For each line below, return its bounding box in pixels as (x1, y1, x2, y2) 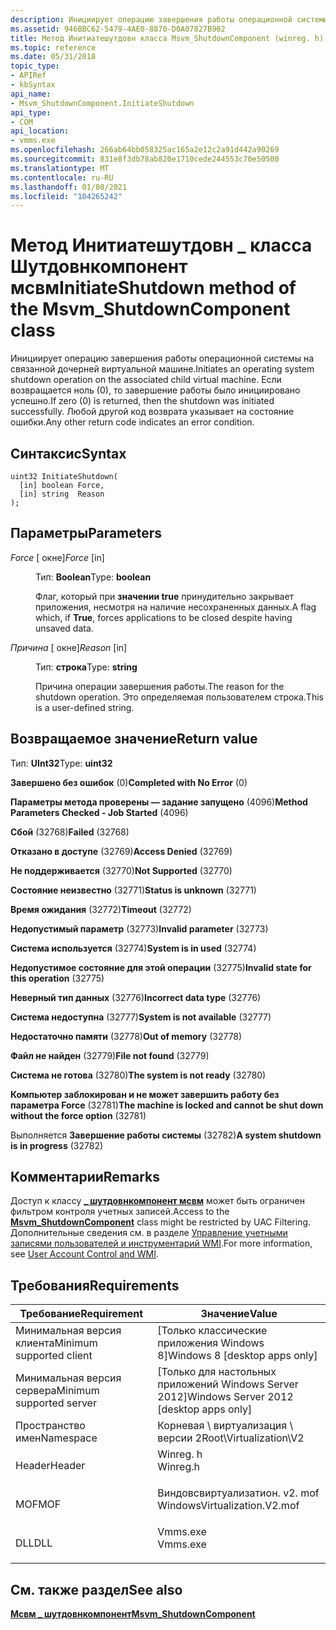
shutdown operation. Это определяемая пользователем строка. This (35, 691, 324, 703)
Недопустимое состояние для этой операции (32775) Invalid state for (10, 961, 312, 973)
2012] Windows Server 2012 (157, 1390, 294, 1404)
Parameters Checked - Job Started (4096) (10, 806, 189, 818)
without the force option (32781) (10, 1109, 147, 1121)
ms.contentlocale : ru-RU (10, 172, 114, 183)
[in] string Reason (19, 489, 105, 499)
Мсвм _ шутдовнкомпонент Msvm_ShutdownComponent (10, 1608, 256, 1620)
